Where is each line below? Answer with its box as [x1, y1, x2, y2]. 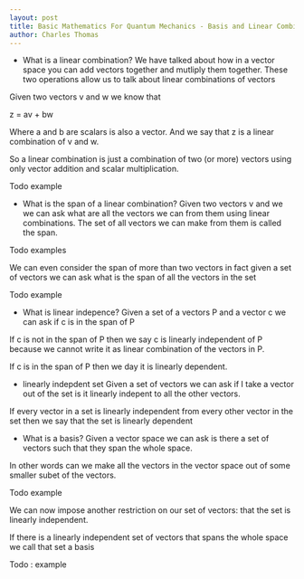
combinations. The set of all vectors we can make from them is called [22, 218, 282, 229]
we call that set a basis [9, 542, 95, 553]
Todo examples [9, 245, 67, 256]
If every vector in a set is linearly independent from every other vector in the [9, 406, 294, 417]
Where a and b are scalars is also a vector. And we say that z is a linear [9, 127, 274, 138]
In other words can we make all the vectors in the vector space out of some [9, 460, 291, 471]
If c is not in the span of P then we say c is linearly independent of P [9, 334, 263, 345]
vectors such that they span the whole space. [22, 442, 193, 453]
